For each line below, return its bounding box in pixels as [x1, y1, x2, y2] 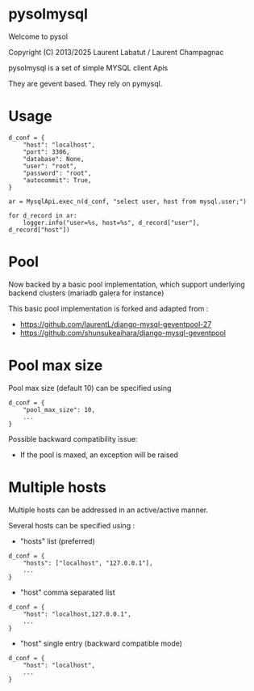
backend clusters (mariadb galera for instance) [8, 288, 164, 298]
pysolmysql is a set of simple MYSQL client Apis [8, 62, 169, 73]
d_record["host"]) [8, 226, 70, 234]
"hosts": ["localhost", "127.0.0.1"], [23, 559, 153, 567]
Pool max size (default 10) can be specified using [8, 383, 172, 392]
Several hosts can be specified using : [8, 520, 135, 530]
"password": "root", [23, 169, 92, 177]
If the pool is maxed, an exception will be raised [19, 450, 179, 460]
